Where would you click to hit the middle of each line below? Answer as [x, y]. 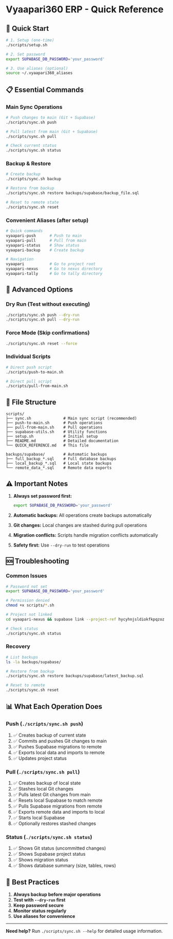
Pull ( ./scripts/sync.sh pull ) [43, 772]
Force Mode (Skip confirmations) [48, 333]
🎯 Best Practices [33, 882]
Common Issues [27, 576]
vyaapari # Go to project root [51, 264]
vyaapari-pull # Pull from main [46, 240]
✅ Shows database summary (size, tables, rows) [64, 866]
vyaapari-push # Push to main [44, 236]
